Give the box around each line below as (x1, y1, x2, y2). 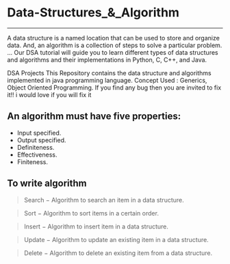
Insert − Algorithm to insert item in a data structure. (23, 222, 169, 230)
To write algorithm (7, 178, 87, 189)
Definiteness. (16, 143, 55, 151)
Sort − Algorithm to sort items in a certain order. (23, 209, 159, 217)
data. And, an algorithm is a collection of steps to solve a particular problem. (7, 41, 222, 49)
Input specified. (16, 129, 62, 137)
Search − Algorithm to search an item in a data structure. (23, 196, 185, 204)
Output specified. (16, 135, 66, 144)
